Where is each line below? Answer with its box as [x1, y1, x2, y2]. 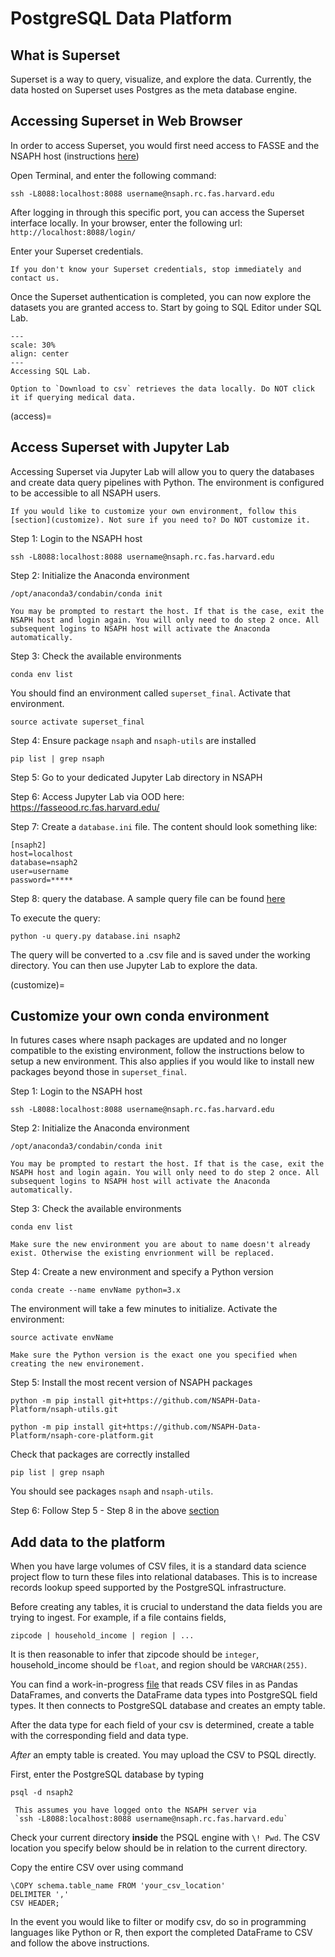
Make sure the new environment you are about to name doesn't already [10, 1240, 311, 1250]
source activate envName [10, 1333, 114, 1343]
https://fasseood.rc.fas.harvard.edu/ [10, 801, 160, 813]
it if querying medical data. [10, 392, 137, 402]
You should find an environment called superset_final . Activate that [10, 687, 291, 699]
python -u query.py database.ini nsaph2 [10, 931, 182, 941]
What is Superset [10, 47, 121, 64]
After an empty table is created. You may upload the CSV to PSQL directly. [10, 1749, 317, 1761]
